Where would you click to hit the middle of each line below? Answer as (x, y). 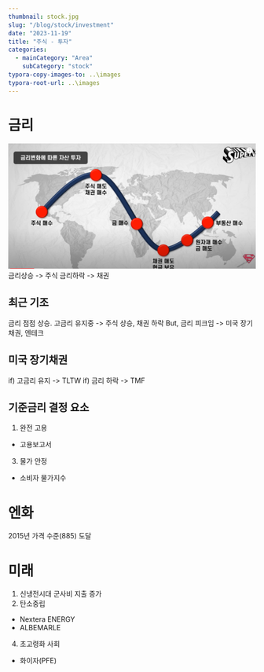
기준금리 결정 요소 (49, 408)
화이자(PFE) (38, 661)
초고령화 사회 (40, 644)
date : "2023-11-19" (40, 33)
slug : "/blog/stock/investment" (61, 25)
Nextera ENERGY (47, 619)
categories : (27, 50)
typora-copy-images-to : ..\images (65, 75)
